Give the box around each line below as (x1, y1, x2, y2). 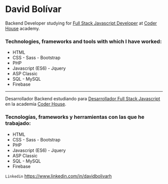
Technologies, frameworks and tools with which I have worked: (5, 38, 162, 45)
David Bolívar (5, 4, 61, 15)
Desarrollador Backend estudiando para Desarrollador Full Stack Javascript (5, 96, 160, 102)
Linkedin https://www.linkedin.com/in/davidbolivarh (5, 173, 112, 179)
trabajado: (5, 120, 31, 127)
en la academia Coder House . (5, 101, 66, 107)
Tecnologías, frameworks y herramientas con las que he (5, 114, 145, 121)
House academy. (5, 25, 40, 31)
